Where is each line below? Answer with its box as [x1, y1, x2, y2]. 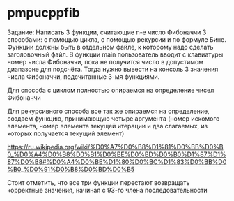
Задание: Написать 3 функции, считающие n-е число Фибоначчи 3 [7, 28, 207, 36]
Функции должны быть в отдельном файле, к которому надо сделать [7, 43, 214, 51]
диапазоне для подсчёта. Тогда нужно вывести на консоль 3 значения [7, 65, 219, 73]
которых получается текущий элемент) [7, 129, 125, 137]
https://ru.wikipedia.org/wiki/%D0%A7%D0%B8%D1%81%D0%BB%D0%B [7, 142, 224, 151]
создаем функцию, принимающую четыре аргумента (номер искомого [7, 114, 220, 123]
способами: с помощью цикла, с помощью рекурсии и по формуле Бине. [7, 35, 226, 43]
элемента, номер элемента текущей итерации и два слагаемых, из [7, 121, 208, 130]
